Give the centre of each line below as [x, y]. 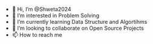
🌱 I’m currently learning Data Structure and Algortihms [80, 22]
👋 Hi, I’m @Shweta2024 [41, 9]
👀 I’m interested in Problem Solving [56, 15]
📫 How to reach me [37, 35]
